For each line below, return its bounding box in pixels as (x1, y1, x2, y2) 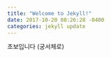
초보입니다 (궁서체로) (7, 43, 65, 51)
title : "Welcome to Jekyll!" (7, 10, 92, 17)
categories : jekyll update (7, 23, 86, 30)
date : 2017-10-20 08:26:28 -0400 (7, 16, 105, 23)
